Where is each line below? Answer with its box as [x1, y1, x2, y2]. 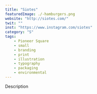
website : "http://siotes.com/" [5, 16, 69, 21]
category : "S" [5, 30, 34, 34]
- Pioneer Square [14, 39, 49, 44]
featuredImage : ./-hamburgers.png [5, 12, 76, 16]
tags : [5, 34, 16, 39]
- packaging [14, 66, 38, 71]
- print [14, 52, 29, 57]
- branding [14, 47, 36, 52]
